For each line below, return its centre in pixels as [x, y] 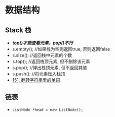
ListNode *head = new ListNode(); [48, 110]
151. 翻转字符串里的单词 [36, 80]
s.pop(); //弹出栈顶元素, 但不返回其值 [50, 68]
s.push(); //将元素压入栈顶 [39, 74]
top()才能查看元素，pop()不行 [42, 43]
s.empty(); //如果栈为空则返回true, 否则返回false [61, 49]
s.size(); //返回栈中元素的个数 [42, 55]
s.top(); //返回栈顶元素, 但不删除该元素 [51, 61]
